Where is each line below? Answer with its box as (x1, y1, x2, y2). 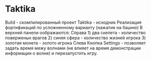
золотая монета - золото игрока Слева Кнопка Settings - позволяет (5, 40, 146, 46)
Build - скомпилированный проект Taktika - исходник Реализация (5, 19, 142, 25)
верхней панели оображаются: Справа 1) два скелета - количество (5, 30, 146, 35)
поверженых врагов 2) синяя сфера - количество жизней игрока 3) (5, 35, 146, 41)
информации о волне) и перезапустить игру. (5, 50, 98, 56)
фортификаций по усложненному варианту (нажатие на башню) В (5, 24, 143, 30)
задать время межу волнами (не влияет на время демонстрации (5, 45, 141, 51)
